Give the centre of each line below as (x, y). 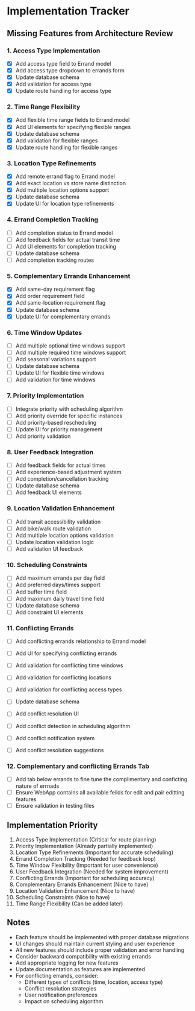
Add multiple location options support (62, 190)
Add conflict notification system (55, 738)
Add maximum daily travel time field (60, 598)
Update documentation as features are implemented (80, 969)
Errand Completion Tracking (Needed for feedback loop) (85, 859)
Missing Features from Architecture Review (90, 33)
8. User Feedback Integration (50, 452)
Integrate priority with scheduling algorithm (69, 409)
